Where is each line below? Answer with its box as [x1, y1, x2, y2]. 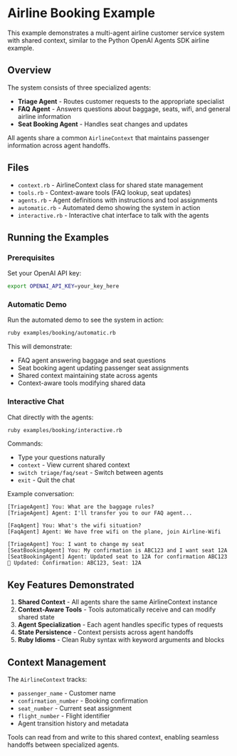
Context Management [7, 656, 107, 668]
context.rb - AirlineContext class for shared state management [17, 180, 204, 189]
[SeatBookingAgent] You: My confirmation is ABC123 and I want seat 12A [7, 547, 228, 555]
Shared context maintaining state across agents [17, 372, 158, 380]
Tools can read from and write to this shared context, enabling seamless [7, 733, 219, 742]
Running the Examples [7, 231, 109, 243]
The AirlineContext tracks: [7, 675, 88, 684]
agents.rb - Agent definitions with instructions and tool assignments [17, 196, 218, 204]
